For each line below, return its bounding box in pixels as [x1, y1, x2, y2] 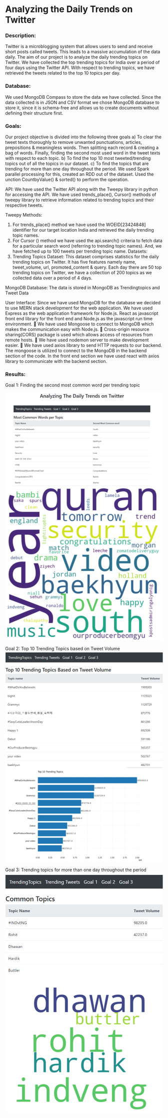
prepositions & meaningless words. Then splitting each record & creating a [5, 144, 159, 151]
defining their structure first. [5, 110, 63, 116]
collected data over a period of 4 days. [12, 275, 92, 281]
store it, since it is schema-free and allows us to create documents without [5, 104, 159, 111]
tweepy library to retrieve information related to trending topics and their [5, 197, 154, 203]
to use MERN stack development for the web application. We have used [5, 305, 153, 311]
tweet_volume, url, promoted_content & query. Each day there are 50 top [12, 264, 162, 270]
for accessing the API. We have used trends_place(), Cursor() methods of [5, 192, 156, 198]
